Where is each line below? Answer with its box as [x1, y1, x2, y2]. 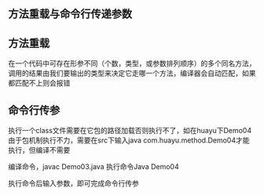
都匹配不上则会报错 [8, 78, 71, 88]
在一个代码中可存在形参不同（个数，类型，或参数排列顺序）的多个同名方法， [8, 59, 256, 68]
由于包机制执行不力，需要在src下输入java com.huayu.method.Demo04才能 [8, 135, 250, 145]
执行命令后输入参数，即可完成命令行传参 [8, 179, 139, 188]
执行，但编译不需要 [8, 146, 71, 155]
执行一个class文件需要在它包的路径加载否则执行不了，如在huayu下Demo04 [8, 126, 252, 135]
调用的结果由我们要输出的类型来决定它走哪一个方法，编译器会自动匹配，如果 [8, 69, 256, 78]
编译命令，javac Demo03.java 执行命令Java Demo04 [8, 162, 179, 172]
